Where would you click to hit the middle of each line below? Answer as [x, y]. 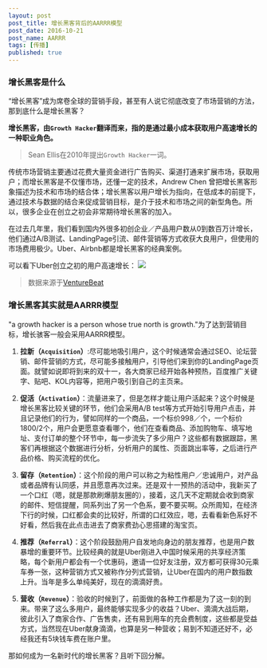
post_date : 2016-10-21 [46, 30]
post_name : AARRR [37, 38]
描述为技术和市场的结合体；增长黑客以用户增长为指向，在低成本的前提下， [137, 192]
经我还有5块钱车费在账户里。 [67, 638]
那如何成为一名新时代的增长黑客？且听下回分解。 [88, 655]
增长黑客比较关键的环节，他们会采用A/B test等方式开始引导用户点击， [134, 408]
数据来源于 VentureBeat [66, 283]
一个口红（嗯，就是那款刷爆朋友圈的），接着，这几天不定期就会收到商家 [137, 495]
